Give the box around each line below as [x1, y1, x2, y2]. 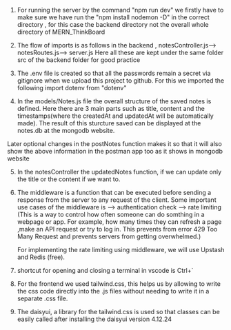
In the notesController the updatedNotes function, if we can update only [17, 168, 222, 176]
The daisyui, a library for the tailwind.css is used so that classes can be [17, 308, 221, 316]
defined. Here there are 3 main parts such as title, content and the [17, 105, 205, 112]
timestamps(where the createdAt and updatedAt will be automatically [17, 112, 214, 120]
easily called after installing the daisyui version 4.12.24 [17, 315, 172, 323]
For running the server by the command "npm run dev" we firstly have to [17, 6, 224, 14]
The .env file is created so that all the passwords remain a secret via [17, 69, 211, 77]
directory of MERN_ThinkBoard [17, 28, 106, 36]
